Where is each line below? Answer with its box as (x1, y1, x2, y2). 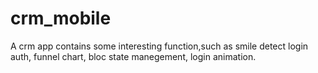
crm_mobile (10, 7, 112, 30)
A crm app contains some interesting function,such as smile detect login (10, 40, 309, 52)
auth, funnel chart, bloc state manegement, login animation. (10, 50, 257, 62)
